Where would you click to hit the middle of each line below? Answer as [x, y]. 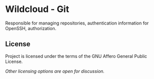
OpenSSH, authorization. [31, 28]
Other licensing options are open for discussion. [55, 71]
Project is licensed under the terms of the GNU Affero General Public [76, 56]
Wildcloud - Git [37, 9]
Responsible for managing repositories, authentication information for [77, 23]
